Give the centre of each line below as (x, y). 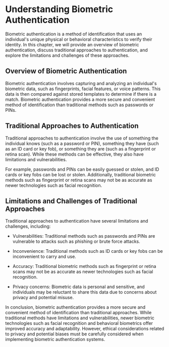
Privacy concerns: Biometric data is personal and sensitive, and (78, 287)
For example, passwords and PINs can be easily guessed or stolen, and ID (82, 169)
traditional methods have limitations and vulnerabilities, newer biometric (80, 318)
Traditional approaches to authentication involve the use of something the (82, 138)
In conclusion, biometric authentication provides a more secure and (75, 307)
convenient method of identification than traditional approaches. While (78, 313)
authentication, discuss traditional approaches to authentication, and (76, 50)
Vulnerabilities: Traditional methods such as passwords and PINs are (84, 236)
